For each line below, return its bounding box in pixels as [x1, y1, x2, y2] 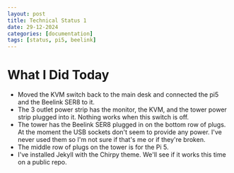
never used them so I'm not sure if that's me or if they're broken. [17, 136, 206, 144]
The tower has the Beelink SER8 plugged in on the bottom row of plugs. [17, 121, 226, 129]
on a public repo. [17, 158, 67, 167]
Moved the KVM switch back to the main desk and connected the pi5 [17, 90, 219, 99]
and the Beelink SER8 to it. [17, 98, 95, 107]
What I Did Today [7, 67, 110, 83]
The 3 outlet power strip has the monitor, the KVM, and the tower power [17, 105, 228, 114]
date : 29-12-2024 [7, 23, 59, 30]
